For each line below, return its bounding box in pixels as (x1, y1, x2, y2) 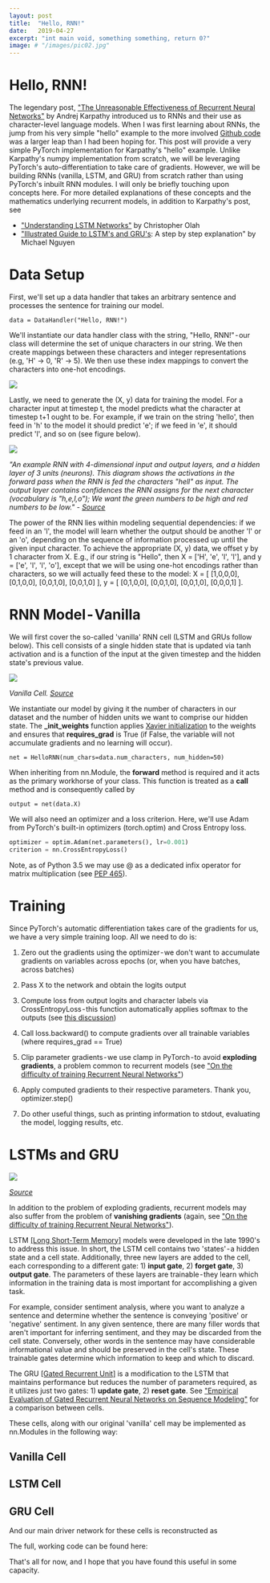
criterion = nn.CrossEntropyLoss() (9, 846, 128, 854)
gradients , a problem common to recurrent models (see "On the (20, 1061, 233, 1070)
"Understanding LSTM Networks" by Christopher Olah (20, 221, 200, 230)
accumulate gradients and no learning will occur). (9, 737, 173, 747)
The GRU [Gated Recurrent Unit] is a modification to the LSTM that (9, 1369, 229, 1378)
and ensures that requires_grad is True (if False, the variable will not (9, 729, 236, 739)
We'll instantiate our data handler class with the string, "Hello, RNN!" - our (9, 331, 251, 339)
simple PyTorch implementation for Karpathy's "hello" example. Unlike (9, 145, 241, 155)
